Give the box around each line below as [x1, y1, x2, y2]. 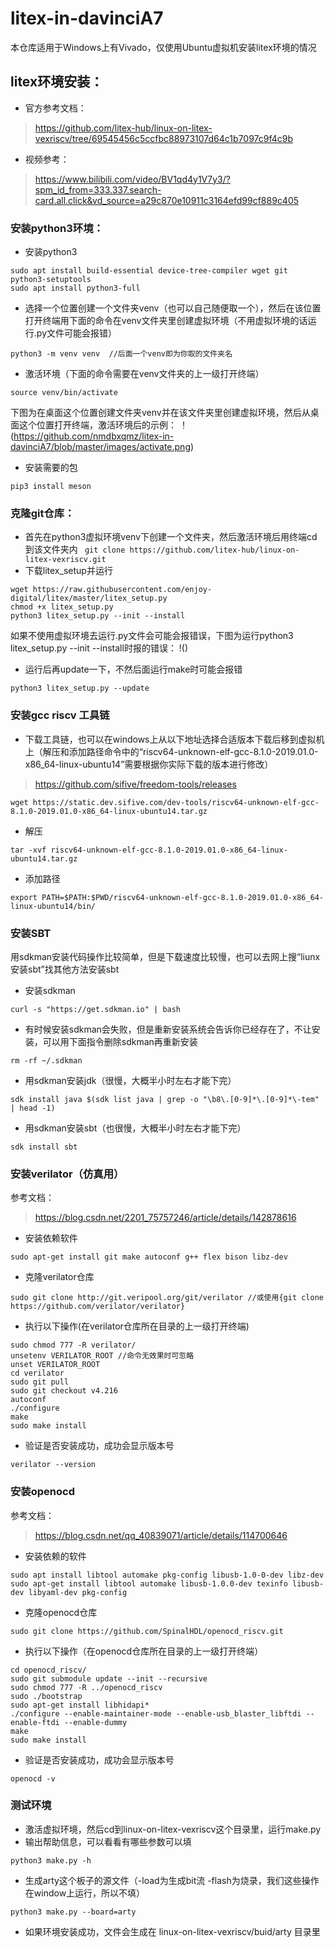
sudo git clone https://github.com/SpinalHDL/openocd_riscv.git [10, 1626, 284, 1636]
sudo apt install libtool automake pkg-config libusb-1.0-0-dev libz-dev [10, 1570, 325, 1580]
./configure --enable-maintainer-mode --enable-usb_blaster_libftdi [10, 1708, 302, 1719]
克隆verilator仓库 [24, 1271, 95, 1283]
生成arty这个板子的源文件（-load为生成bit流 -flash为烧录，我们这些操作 [24, 1874, 320, 1886]
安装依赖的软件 [24, 1550, 87, 1562]
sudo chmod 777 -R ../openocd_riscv [10, 1682, 163, 1692]
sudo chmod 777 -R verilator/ [10, 1340, 137, 1351]
